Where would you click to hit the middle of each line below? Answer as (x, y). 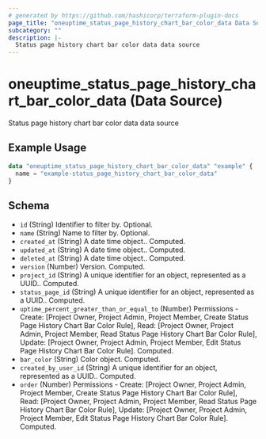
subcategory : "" (35, 30)
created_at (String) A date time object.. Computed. (103, 242)
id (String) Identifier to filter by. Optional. (86, 225)
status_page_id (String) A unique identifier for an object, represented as (137, 292)
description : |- (35, 38)
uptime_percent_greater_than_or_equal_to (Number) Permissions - (129, 309)
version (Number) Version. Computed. (82, 267)
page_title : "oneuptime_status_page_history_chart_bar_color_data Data (129, 23)
